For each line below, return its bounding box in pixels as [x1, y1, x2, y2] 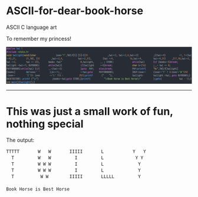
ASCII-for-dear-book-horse [6, 4, 143, 18]
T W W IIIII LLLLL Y [11, 173, 141, 179]
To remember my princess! [6, 35, 72, 42]
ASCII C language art [6, 24, 57, 31]
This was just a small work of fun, [6, 104, 173, 118]
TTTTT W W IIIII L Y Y [6, 149, 146, 155]
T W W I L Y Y [11, 155, 144, 161]
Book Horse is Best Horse [6, 186, 70, 192]
